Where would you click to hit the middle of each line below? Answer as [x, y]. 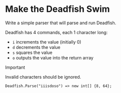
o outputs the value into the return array [53, 57]
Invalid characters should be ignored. [43, 77]
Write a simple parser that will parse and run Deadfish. [61, 23]
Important [15, 67]
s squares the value [32, 52]
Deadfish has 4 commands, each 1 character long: [57, 32]
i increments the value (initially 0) [47, 42]
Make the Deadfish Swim [58, 9]
